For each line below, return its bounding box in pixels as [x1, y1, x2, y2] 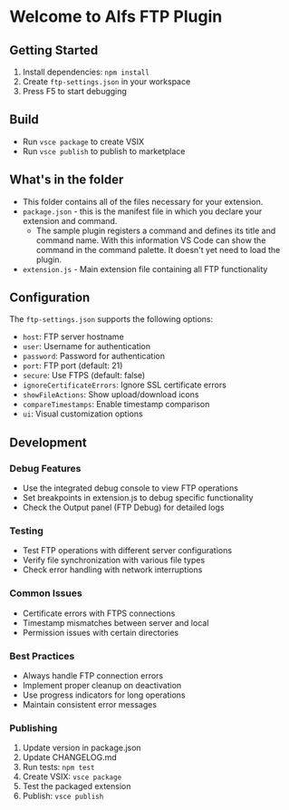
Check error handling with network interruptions [22, 564, 203, 575]
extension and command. [22, 215, 118, 226]
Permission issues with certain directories [22, 627, 179, 638]
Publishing [9, 721, 58, 734]
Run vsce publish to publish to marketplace [22, 145, 186, 156]
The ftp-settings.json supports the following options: [9, 314, 214, 325]
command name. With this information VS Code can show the [35, 234, 266, 246]
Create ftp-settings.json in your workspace [22, 76, 191, 87]
